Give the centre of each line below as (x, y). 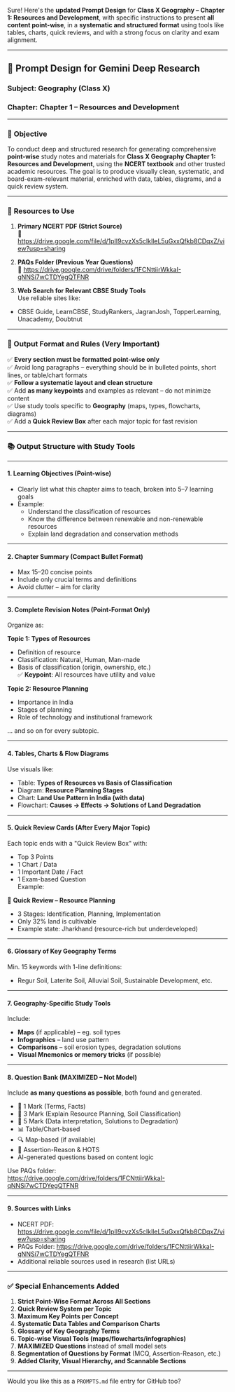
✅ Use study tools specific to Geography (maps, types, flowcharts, (104, 405)
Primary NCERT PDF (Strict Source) (70, 227)
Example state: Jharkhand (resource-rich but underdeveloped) (107, 928)
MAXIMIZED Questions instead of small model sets (92, 1346)
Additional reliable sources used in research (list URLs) (96, 1261)
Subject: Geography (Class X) (59, 88)
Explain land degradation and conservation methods (103, 534)
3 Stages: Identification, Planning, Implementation (89, 914)
